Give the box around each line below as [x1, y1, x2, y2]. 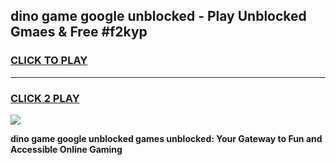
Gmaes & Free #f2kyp [10, 24, 148, 41]
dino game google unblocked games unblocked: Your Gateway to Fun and [10, 132, 323, 144]
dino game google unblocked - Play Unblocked [10, 8, 307, 25]
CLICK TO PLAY [10, 54, 88, 68]
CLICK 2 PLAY [10, 91, 80, 105]
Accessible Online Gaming [10, 143, 123, 155]
